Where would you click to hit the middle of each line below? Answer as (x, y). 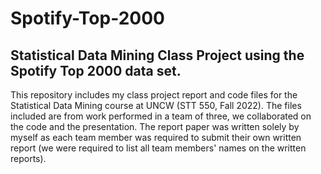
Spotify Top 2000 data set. (96, 70)
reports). (28, 158)
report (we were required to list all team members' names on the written (158, 148)
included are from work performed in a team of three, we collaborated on (161, 116)
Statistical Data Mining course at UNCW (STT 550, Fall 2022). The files (156, 105)
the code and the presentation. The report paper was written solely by (155, 126)
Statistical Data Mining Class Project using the (157, 55)
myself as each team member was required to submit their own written (156, 137)
